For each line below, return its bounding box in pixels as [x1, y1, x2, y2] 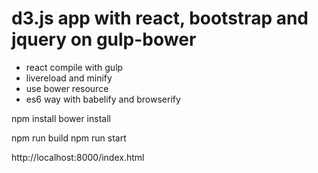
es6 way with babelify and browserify [25, 93, 181, 105]
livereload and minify [25, 72, 113, 84]
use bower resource [25, 82, 109, 94]
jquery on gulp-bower [11, 28, 197, 51]
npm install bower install [11, 112, 111, 124]
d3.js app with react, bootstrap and [11, 7, 309, 30]
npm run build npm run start [11, 132, 127, 144]
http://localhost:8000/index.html [11, 151, 145, 163]
